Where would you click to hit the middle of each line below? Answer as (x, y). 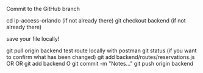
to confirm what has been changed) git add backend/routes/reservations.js (101, 57)
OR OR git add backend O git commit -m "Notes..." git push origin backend (100, 64)
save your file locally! (33, 39)
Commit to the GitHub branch (43, 9)
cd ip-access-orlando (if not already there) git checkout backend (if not (96, 20)
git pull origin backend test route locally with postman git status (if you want (101, 50)
